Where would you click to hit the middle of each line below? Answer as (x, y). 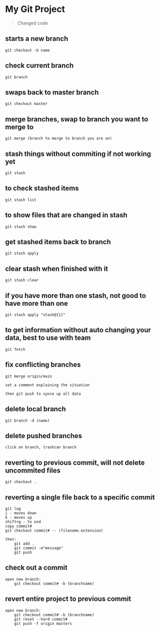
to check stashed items (42, 188)
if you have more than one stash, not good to (76, 296)
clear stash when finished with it (57, 269)
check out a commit (37, 568)
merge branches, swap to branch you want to (77, 119)
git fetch (15, 349)
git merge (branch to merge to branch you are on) (59, 138)
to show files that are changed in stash (66, 215)
